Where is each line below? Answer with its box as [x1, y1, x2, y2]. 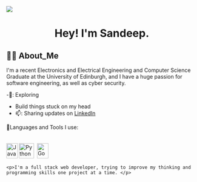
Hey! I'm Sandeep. [54, 27, 150, 41]
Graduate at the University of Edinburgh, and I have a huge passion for [6, 73, 183, 80]
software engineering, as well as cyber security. [6, 79, 126, 86]
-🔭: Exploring [6, 91, 39, 98]
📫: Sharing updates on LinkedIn [15, 109, 96, 117]
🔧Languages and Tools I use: [6, 124, 79, 131]
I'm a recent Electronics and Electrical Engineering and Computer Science [6, 67, 191, 74]
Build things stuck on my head [15, 103, 91, 110]
